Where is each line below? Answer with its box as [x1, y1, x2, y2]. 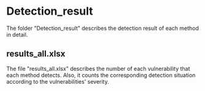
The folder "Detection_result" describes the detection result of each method [6, 24, 199, 32]
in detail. [6, 31, 28, 38]
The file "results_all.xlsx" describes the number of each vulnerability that [6, 65, 190, 72]
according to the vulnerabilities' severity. [6, 78, 109, 85]
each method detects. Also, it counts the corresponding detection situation [6, 71, 196, 79]
